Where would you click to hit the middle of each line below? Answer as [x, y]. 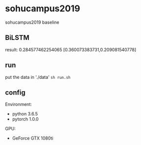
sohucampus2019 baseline [32, 22]
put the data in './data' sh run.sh [38, 77]
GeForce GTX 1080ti [33, 138]
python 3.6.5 [25, 114]
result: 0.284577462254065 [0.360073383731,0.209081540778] [71, 49]
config [15, 92]
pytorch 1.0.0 [25, 119]
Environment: [18, 105]
